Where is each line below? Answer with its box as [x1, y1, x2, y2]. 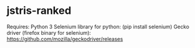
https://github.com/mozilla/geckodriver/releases [6, 35, 124, 42]
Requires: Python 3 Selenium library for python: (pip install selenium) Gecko [6, 23, 190, 30]
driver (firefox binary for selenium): [6, 29, 91, 36]
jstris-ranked [6, 4, 72, 17]
